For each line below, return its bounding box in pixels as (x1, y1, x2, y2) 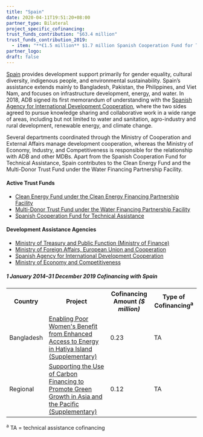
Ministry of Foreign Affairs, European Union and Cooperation (14, 246, 166, 253)
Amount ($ (113, 297, 145, 305)
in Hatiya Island (48, 345, 92, 353)
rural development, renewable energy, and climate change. (6, 121, 153, 129)
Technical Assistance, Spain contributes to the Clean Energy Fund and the (6, 159, 191, 166)
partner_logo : (6, 48, 42, 54)
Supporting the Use (48, 362, 105, 371)
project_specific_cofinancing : (6, 25, 85, 32)
